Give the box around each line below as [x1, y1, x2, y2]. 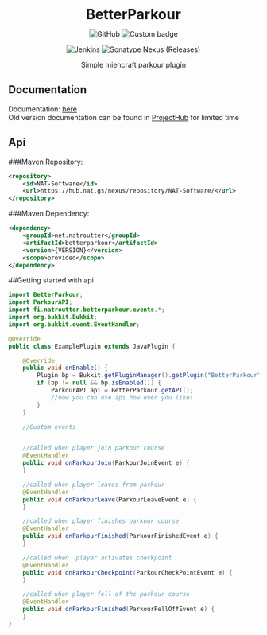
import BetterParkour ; [8, 291, 83, 299]
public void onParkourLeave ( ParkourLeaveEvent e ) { [22, 495, 197, 504]
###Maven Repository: [8, 157, 83, 166]
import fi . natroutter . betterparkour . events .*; [8, 306, 165, 314]
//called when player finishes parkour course [22, 517, 180, 525]
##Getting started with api [8, 275, 94, 285]
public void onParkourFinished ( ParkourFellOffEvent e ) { [22, 606, 215, 614]
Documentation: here [8, 104, 78, 114]
